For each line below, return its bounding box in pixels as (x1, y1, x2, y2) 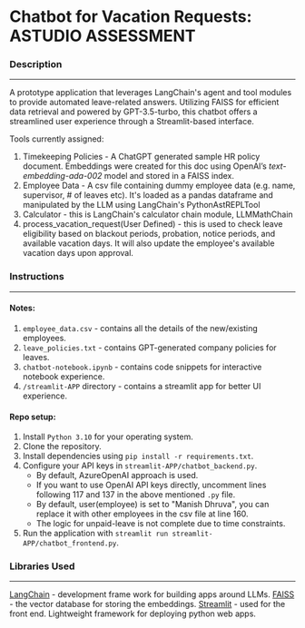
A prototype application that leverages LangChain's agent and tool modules (9, 87, 292, 98)
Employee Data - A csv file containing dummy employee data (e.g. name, (22, 180, 296, 191)
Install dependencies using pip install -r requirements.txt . (22, 451, 254, 462)
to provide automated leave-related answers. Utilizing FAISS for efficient (9, 97, 280, 108)
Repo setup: (9, 411, 56, 422)
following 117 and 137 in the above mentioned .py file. (35, 489, 236, 500)
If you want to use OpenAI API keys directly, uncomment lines (35, 479, 267, 491)
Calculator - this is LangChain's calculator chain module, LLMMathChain (22, 209, 293, 220)
